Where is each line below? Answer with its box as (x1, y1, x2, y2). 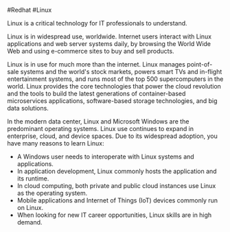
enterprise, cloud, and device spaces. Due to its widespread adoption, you (7, 132, 218, 140)
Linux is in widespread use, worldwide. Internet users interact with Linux (7, 32, 211, 40)
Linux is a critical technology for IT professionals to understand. (7, 19, 187, 27)
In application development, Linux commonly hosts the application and (16, 167, 218, 175)
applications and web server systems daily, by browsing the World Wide (7, 40, 211, 47)
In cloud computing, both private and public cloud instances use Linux (16, 182, 216, 189)
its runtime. (16, 174, 49, 183)
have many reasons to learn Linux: (7, 139, 104, 147)
